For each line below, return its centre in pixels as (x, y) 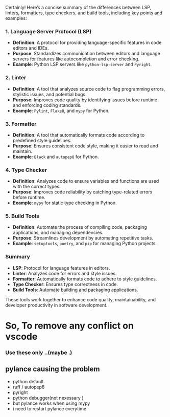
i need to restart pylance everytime (50, 408)
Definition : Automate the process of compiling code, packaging (80, 227)
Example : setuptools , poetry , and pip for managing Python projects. (85, 244)
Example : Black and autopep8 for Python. (56, 157)
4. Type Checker (26, 170)
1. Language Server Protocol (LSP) (48, 31)
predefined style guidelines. (42, 140)
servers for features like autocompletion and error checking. (76, 59)
